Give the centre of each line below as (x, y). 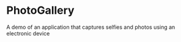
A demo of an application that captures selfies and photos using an (91, 27)
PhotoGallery (40, 10)
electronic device (28, 33)
